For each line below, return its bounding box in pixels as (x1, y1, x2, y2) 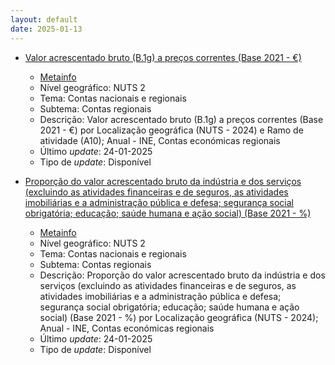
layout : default (10, 14, 78, 25)
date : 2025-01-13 (10, 24, 83, 34)
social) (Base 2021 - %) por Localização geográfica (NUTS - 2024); (39, 311, 319, 323)
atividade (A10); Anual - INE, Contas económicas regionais (39, 134, 281, 146)
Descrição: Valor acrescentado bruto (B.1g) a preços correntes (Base (39, 113, 324, 125)
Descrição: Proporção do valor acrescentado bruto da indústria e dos (39, 269, 326, 281)
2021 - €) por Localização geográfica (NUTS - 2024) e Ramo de (39, 124, 304, 136)
